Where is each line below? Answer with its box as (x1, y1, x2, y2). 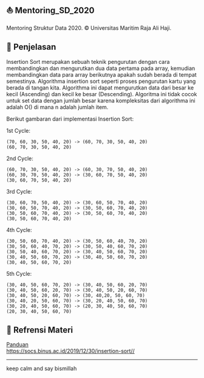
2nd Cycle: (6, 155, 33, 162)
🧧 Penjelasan (6, 42, 56, 52)
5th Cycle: (6, 270, 32, 277)
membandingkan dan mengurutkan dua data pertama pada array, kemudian (6, 65, 195, 72)
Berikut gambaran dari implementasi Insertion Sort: (6, 115, 134, 122)
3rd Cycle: (6, 187, 32, 195)
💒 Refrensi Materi (6, 325, 73, 335)
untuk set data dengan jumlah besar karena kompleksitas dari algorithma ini (6, 97, 195, 104)
